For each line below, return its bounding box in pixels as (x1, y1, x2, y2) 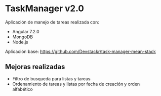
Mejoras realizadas (5, 63, 65, 71)
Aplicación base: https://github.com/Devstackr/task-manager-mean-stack (5, 48, 156, 54)
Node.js (12, 39, 29, 45)
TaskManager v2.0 (5, 3, 84, 14)
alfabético (12, 86, 33, 92)
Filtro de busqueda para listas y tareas (12, 75, 90, 81)
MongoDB (12, 34, 33, 40)
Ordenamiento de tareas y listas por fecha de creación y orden (12, 81, 140, 87)
